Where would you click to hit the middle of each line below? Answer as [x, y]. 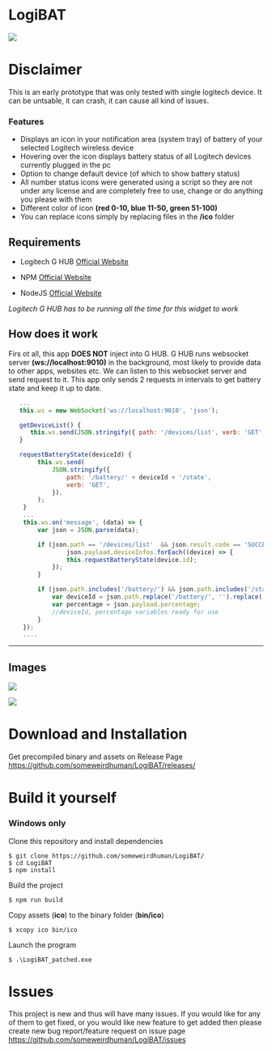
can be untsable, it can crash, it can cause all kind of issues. [108, 100]
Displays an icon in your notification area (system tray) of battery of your [141, 139]
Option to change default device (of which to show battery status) [130, 174]
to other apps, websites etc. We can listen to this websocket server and [127, 371]
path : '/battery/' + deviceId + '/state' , [139, 477]
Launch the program [42, 944]
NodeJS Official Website [61, 292]
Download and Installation [98, 734]
